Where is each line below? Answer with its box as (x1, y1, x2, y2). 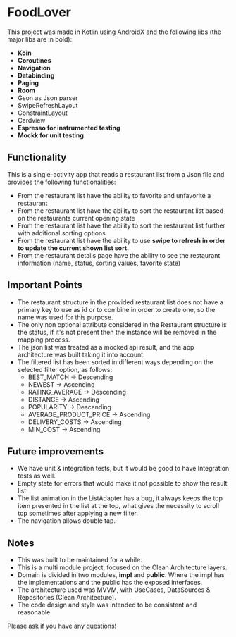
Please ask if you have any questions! (7, 621, 117, 631)
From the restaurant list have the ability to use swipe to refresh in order (17, 236, 226, 245)
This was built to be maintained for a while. (17, 556, 142, 564)
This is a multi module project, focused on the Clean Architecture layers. (17, 563, 228, 571)
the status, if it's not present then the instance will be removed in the (17, 328, 217, 336)
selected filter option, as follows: (17, 365, 113, 373)
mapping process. (17, 335, 70, 344)
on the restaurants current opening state (17, 214, 135, 222)
